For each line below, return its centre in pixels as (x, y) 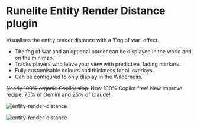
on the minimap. (34, 58)
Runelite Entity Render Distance (86, 11)
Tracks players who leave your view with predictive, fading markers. (98, 64)
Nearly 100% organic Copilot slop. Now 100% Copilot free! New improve (94, 88)
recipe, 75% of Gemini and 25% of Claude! (58, 94)
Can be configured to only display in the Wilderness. (79, 77)
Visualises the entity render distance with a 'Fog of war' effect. (83, 40)
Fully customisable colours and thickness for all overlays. (84, 70)
